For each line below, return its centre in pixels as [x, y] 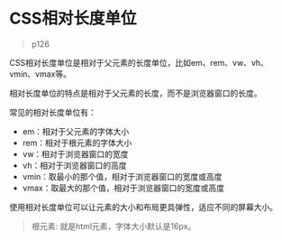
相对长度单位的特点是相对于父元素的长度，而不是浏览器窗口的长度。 [136, 93]
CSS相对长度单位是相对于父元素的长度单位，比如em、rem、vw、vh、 [139, 62]
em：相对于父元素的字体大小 [76, 131]
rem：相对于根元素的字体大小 [77, 143]
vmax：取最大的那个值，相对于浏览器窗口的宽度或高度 [123, 188]
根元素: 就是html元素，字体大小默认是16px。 [114, 226]
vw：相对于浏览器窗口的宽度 [75, 153]
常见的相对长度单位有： [53, 112]
